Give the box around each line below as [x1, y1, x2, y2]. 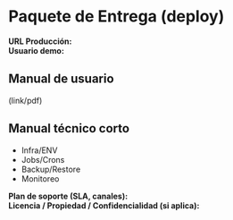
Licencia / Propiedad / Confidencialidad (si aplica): [8, 199, 200, 211]
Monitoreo [21, 173, 60, 184]
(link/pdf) [8, 95, 43, 106]
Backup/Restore [21, 164, 81, 174]
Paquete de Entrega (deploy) [8, 6, 225, 27]
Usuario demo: [8, 45, 64, 55]
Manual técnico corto [8, 121, 130, 136]
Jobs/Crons [21, 154, 65, 165]
